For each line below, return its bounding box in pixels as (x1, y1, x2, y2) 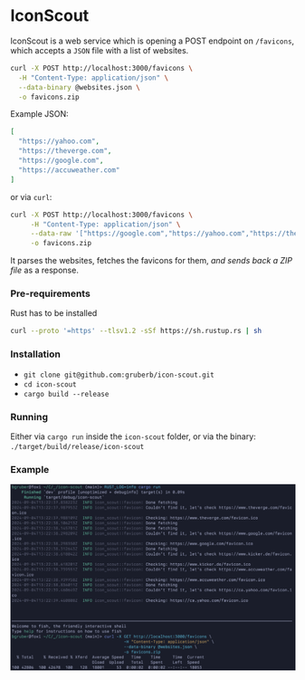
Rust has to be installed (10, 308, 98, 319)
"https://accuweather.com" (18, 165, 120, 175)
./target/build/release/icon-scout (10, 442, 145, 451)
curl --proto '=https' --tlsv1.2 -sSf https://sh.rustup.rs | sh (10, 327, 262, 336)
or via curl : (10, 191, 52, 202)
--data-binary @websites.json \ (18, 82, 141, 91)
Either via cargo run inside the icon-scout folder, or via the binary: (10, 431, 256, 442)
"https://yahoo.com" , (18, 137, 100, 146)
